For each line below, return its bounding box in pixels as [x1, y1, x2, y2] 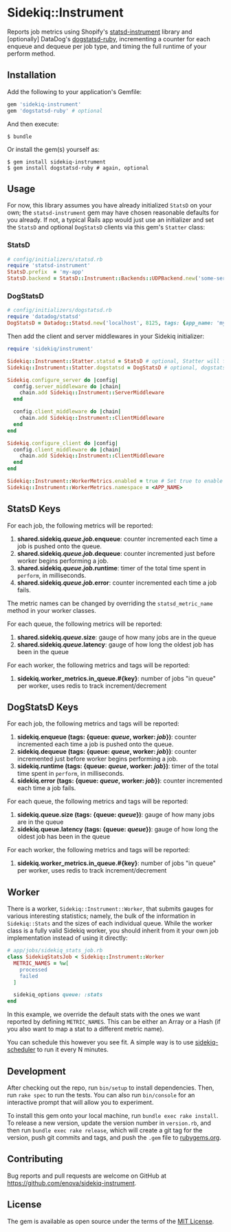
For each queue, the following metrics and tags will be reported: [7, 797, 189, 805]
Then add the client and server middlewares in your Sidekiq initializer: [7, 332, 205, 341]
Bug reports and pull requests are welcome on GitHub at [7, 1172, 167, 1180]
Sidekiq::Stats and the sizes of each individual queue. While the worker [7, 919, 213, 928]
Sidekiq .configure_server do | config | [7, 377, 118, 383]
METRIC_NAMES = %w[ [13, 960, 69, 967]
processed [19, 966, 48, 973]
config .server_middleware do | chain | [13, 383, 122, 390]
